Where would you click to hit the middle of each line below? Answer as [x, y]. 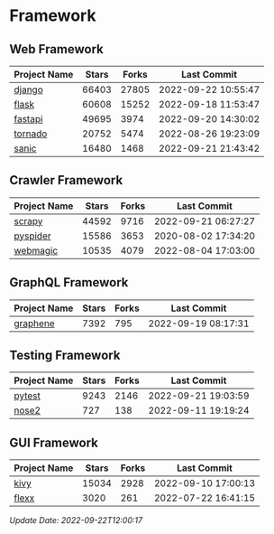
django [28, 89]
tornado [31, 134]
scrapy [28, 220]
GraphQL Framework [69, 282]
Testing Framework [65, 356]
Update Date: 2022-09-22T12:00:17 [76, 520]
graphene [35, 323]
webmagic [36, 250]
